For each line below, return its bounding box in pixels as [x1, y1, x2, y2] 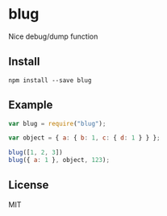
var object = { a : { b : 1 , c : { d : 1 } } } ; [8, 134, 161, 142]
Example [8, 98, 53, 112]
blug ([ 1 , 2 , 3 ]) [8, 148, 63, 157]
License [8, 178, 49, 192]
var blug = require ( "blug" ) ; [8, 119, 106, 127]
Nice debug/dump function [8, 31, 98, 41]
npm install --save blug [8, 76, 92, 85]
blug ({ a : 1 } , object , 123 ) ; [8, 156, 111, 164]
